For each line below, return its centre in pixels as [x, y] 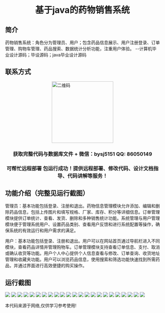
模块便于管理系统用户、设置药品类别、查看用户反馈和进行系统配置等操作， [80, 224]
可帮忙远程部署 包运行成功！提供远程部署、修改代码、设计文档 [80, 168]
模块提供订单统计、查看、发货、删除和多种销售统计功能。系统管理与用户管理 [82, 218]
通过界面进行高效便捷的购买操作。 [52, 266]
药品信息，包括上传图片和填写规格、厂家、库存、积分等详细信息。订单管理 [84, 212]
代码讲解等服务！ [87, 176]
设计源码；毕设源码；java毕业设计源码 [48, 55]
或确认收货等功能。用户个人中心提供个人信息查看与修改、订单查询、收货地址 [82, 253]
